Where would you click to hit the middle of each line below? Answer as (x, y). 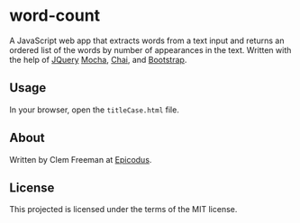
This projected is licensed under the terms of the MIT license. (123, 210)
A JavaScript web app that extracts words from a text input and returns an (147, 40)
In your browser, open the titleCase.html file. (95, 110)
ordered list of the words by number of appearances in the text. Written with (150, 49)
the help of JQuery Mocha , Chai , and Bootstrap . (98, 59)
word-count (55, 16)
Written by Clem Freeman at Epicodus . (81, 159)
